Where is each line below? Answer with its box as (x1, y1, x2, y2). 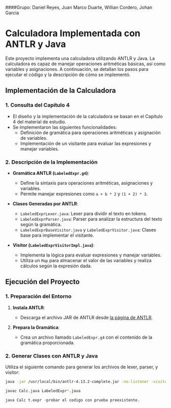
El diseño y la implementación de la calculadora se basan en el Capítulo (12, 113, 163, 119)
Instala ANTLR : (12, 304, 45, 311)
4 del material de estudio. (12, 118, 67, 124)
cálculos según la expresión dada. (20, 263, 92, 269)
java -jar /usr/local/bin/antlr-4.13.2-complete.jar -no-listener (5, 379, 149, 384)
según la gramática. (20, 221, 62, 227)
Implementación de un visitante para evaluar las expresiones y (20, 140, 152, 146)
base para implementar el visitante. (20, 232, 94, 238)
